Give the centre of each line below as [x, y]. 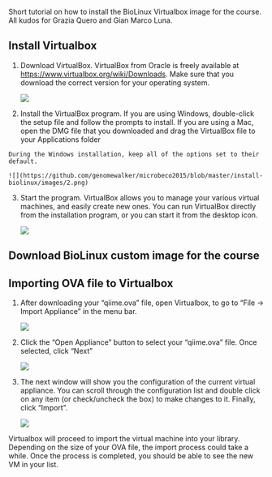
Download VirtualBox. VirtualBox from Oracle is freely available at [130, 65]
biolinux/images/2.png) [49, 183]
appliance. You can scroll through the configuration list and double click [140, 391]
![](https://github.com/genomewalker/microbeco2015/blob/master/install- [136, 175]
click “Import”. [44, 408]
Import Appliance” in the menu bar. [78, 312]
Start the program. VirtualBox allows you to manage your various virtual [140, 197]
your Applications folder [60, 139]
